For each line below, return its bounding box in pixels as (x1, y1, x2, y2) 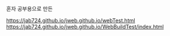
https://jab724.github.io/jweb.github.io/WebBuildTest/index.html (6, 23, 164, 30)
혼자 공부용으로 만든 (6, 5, 53, 12)
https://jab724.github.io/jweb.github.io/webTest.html (6, 17, 136, 24)
